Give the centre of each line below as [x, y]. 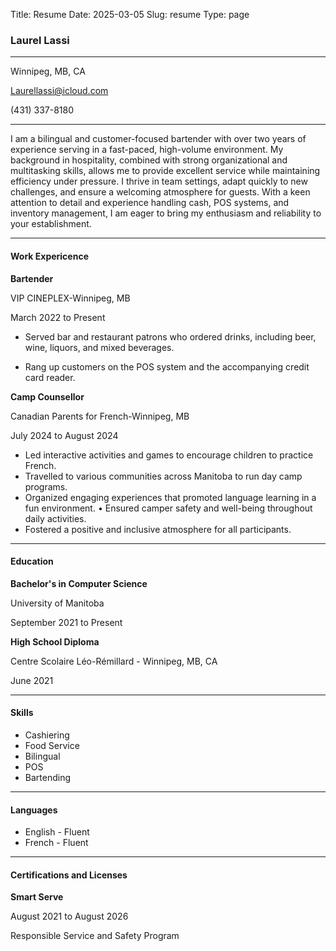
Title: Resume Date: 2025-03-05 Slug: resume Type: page [130, 14]
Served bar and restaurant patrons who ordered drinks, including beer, [170, 336]
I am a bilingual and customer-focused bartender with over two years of [158, 139]
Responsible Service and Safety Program [95, 936]
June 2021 [32, 680]
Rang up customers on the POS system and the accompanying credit [167, 366]
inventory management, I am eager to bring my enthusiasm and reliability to [166, 213]
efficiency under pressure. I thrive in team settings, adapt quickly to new [159, 181]
